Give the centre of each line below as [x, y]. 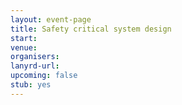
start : [24, 38]
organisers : [35, 57]
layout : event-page [51, 19]
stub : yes [31, 85]
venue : [24, 47]
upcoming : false [44, 76]
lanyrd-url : [35, 66]
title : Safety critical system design [91, 29]
